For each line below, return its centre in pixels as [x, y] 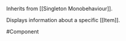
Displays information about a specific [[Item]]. [63, 20]
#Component [23, 31]
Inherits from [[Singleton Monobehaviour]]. [59, 9]
